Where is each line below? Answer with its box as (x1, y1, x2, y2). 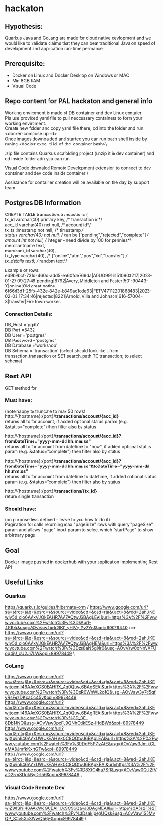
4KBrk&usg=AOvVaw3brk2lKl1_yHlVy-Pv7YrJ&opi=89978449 (5, 625, 128, 630)
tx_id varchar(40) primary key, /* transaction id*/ (5, 217, 103, 223)
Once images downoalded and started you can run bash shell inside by (5, 136, 147, 142)
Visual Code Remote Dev (5, 784, 65, 790)
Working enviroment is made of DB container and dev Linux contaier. (5, 110, 143, 116)
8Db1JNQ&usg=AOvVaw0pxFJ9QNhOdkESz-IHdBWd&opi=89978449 (5, 720, 144, 726)
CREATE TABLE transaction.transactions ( (5, 212, 88, 217)
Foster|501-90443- (110, 278, 148, 284)
